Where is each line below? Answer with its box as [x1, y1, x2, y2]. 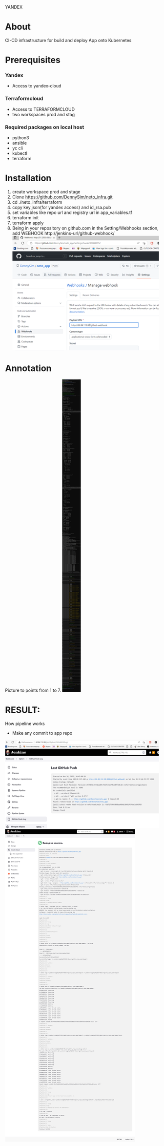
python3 [12, 135, 29, 141]
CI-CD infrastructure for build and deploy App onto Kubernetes [5, 37, 132, 43]
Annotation [5, 363, 52, 374]
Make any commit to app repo [12, 730, 73, 736]
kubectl [12, 150, 28, 156]
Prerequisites [5, 55, 61, 65]
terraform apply [12, 220, 44, 226]
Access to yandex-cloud [12, 83, 61, 89]
